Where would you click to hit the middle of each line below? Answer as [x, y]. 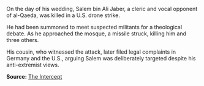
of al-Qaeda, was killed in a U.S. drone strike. [63, 15]
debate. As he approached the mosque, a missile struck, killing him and [96, 34]
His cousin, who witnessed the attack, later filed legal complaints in [91, 52]
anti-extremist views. [33, 65]
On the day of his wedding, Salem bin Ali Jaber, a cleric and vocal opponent [102, 9]
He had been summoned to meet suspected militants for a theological [94, 27]
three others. [23, 40]
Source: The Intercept [34, 77]
